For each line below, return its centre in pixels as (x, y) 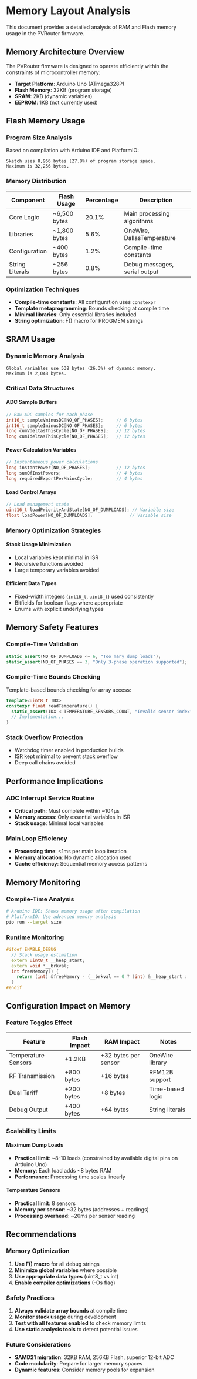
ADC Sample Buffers (32, 402)
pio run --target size (34, 922)
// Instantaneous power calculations (52, 462)
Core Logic (24, 217)
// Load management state (38, 505)
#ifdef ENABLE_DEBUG (31, 950)
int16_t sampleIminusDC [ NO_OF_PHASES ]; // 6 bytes (74, 425)
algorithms (139, 221)
